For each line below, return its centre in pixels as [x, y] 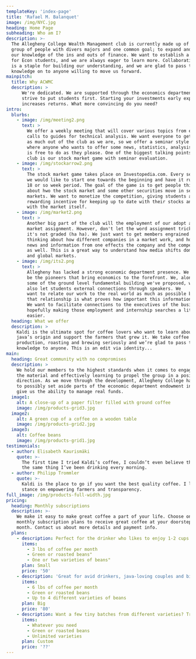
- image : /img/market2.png [49, 213]
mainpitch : [19, 77]
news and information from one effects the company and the [101, 245]
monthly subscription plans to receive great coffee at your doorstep [104, 522]
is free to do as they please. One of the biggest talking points [109, 152]
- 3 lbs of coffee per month [62, 549]
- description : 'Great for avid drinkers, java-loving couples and [100, 576]
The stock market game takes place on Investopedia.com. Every [105, 175]
